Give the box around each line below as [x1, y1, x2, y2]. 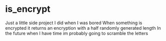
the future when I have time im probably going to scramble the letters [5, 30, 148, 36]
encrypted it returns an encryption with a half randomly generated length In [5, 25, 161, 31]
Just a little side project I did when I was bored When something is [5, 20, 142, 26]
